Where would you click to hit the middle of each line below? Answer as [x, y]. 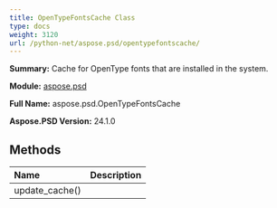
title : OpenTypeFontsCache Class [72, 18]
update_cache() [48, 191]
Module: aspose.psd [48, 86]
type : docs [30, 26]
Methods [35, 150]
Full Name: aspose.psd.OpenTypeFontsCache [95, 104]
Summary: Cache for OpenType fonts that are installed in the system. [139, 69]
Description [116, 175]
